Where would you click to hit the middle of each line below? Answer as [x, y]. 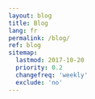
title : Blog [28, 23]
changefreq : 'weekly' [52, 75]
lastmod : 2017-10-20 [50, 61]
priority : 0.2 [39, 68]
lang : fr [23, 30]
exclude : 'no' [39, 82]
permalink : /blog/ [39, 38]
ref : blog [25, 46]
